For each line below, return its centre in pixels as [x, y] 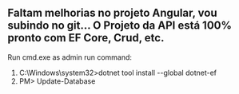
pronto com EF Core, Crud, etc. [86, 38]
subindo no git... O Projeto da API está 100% [120, 26]
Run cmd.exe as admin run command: [70, 57]
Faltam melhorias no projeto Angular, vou [112, 13]
